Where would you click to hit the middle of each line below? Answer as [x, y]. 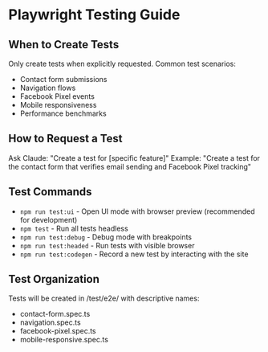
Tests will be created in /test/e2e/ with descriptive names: [104, 298]
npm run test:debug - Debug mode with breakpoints [106, 237]
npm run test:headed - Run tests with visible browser [107, 245]
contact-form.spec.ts [55, 314]
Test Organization [54, 279]
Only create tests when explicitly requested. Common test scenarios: [122, 63]
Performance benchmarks [63, 113]
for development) [49, 219]
